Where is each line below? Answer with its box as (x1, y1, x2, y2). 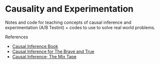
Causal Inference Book (12, 43, 58, 49)
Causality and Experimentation (5, 3, 134, 15)
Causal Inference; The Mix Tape (12, 53, 77, 59)
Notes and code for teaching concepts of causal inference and (5, 19, 132, 25)
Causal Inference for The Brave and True (12, 48, 94, 54)
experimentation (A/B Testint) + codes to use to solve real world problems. (5, 24, 156, 30)
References (5, 34, 28, 40)
